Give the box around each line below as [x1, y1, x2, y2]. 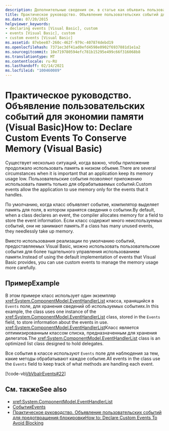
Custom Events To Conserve [5, 133, 127, 144]
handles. [5, 191, 23, 197]
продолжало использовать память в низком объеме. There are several [5, 165, 156, 171]
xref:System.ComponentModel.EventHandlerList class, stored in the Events [5, 313, 160, 319]
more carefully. [5, 264, 37, 270]
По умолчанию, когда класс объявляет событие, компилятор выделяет [5, 201, 159, 207]
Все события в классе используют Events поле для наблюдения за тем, [5, 350, 159, 356]
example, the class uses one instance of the [5, 308, 97, 314]
